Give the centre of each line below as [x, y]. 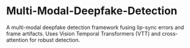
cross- [170, 33]
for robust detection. [55, 40]
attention [17, 40]
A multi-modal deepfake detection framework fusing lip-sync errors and [95, 27]
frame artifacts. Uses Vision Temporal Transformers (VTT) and [83, 33]
